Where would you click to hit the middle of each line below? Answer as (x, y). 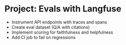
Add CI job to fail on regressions (43, 37)
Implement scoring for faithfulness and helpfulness (62, 32)
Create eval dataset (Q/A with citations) (50, 27)
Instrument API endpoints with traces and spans (59, 22)
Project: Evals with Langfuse (63, 9)
